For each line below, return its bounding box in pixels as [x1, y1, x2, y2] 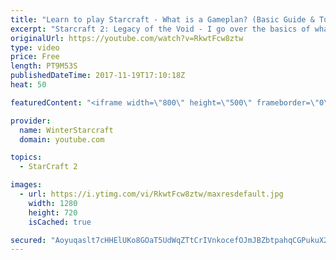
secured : [10, 235, 47, 245]
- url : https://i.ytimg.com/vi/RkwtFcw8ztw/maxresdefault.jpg [19, 189, 284, 199]
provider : [10, 116, 52, 126]
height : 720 [28, 207, 78, 218]
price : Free [10, 52, 60, 62]
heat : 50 [10, 80, 47, 90]
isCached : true [28, 217, 92, 227]
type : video [10, 42, 60, 53]
